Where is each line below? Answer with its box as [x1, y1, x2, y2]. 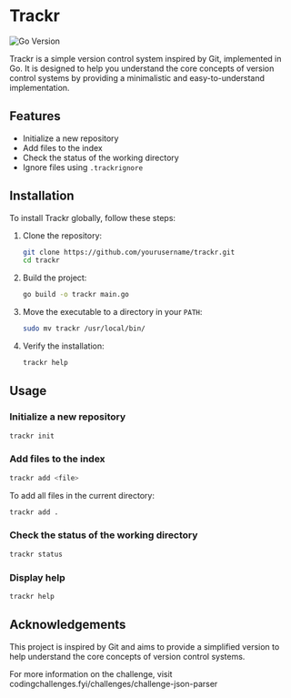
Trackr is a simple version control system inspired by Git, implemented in [9, 53, 282, 64]
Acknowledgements [9, 617, 126, 632]
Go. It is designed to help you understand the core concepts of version [9, 63, 275, 74]
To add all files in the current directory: [9, 490, 155, 501]
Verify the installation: [22, 340, 105, 351]
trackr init [9, 431, 55, 440]
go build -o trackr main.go [22, 290, 129, 299]
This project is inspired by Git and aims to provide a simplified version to [9, 641, 280, 652]
